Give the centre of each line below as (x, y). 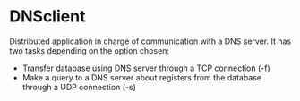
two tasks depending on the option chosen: (90, 50)
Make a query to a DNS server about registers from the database (142, 77)
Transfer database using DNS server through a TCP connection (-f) (146, 68)
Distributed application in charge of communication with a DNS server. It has (150, 41)
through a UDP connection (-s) (79, 87)
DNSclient (47, 17)
